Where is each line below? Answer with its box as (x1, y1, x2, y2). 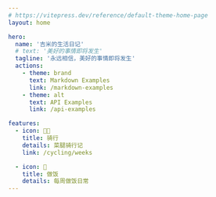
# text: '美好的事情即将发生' (15, 48, 103, 56)
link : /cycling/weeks (22, 149, 92, 156)
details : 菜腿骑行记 (22, 141, 84, 149)
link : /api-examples (28, 106, 96, 113)
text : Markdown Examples (28, 76, 110, 84)
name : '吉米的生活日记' (15, 40, 85, 48)
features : (8, 120, 41, 127)
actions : (15, 62, 44, 70)
